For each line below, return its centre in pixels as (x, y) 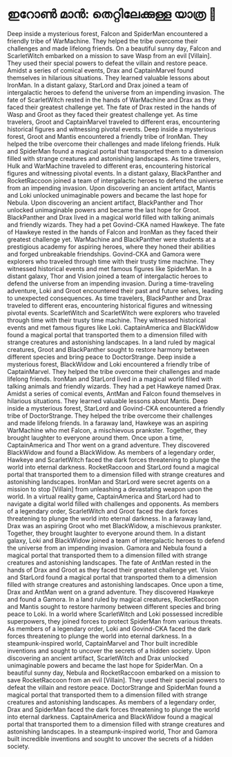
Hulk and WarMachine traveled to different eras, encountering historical (109, 166)
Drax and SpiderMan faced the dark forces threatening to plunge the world (114, 709)
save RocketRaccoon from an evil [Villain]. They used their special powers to (116, 680)
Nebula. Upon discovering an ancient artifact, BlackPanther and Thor (105, 203)
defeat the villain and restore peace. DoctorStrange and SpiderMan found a (114, 687)
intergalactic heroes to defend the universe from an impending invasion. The (116, 92)
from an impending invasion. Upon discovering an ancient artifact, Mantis (112, 188)
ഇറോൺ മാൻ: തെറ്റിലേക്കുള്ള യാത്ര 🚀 (112, 14)
